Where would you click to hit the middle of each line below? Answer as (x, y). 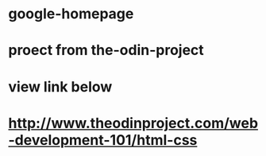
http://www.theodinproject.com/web (133, 123)
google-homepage (71, 14)
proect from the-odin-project (106, 51)
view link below (60, 86)
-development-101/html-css (103, 140)
